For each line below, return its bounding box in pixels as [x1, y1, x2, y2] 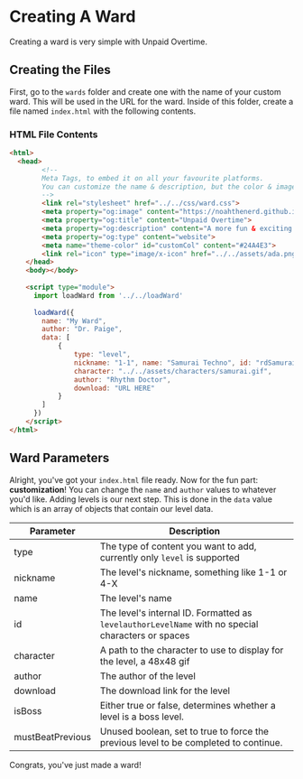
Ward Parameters [9, 450, 110, 466]
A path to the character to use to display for [99, 644, 284, 656]
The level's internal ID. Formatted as [99, 607, 252, 619]
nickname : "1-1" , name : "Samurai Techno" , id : [73, 358, 252, 367]
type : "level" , [73, 350, 131, 359]
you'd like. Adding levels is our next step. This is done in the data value [9, 494, 273, 505]
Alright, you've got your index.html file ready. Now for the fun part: [9, 474, 259, 485]
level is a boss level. [99, 710, 185, 723]
